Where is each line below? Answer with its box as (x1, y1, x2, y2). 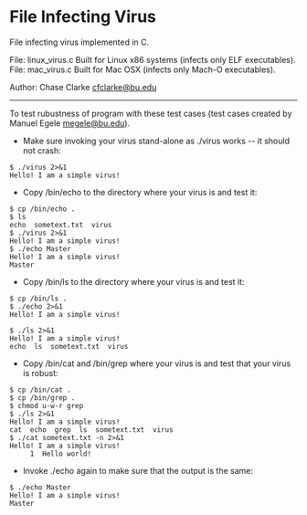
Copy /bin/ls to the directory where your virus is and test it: (22, 276, 245, 287)
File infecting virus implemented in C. (9, 37, 150, 47)
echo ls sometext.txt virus (9, 342, 129, 351)
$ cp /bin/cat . (9, 385, 71, 394)
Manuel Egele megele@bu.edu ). (9, 117, 131, 129)
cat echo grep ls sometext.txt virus (9, 425, 174, 435)
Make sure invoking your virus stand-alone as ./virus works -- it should (22, 135, 291, 146)
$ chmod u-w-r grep (9, 401, 84, 410)
